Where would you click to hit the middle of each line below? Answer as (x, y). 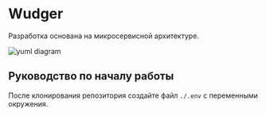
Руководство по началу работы (91, 76)
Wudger (36, 14)
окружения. (28, 103)
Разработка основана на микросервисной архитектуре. (104, 36)
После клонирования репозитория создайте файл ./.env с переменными (133, 95)
